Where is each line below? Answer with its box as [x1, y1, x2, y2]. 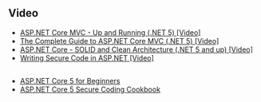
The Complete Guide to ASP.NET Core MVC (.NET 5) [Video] [19, 36, 219, 45]
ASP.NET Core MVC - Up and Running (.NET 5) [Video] [19, 27, 201, 37]
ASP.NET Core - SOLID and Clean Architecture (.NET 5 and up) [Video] [19, 45, 254, 54]
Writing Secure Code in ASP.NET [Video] [19, 53, 154, 62]
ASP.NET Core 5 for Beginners [19, 76, 121, 85]
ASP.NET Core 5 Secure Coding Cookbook [19, 84, 161, 94]
